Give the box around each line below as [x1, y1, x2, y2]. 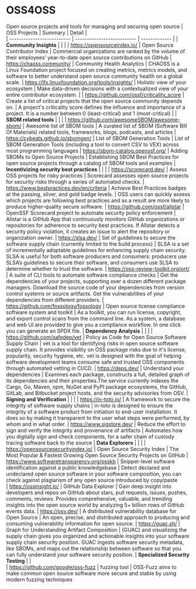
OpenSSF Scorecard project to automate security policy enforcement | [6, 209, 176, 216]
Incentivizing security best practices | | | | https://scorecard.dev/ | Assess [6, 166, 187, 173]
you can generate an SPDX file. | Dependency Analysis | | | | [6, 327, 153, 334]
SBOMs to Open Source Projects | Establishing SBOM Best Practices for [6, 153, 180, 160]
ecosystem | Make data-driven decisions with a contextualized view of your [6, 85, 188, 92]
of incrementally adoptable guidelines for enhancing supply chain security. [6, 246, 186, 253]
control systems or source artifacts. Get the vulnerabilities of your [6, 290, 165, 297]
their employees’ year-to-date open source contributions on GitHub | [6, 54, 172, 61]
